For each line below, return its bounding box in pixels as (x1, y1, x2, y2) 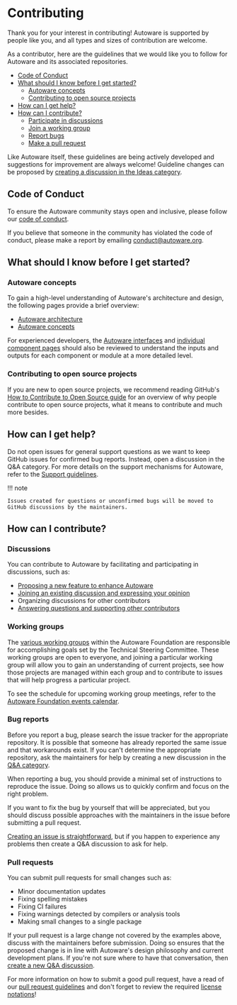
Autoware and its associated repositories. (7, 57, 129, 65)
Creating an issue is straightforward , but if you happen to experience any (7, 832, 221, 840)
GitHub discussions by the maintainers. (7, 504, 129, 511)
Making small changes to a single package (17, 917, 142, 926)
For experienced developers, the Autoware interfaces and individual (7, 336, 205, 345)
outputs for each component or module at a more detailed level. (7, 351, 193, 360)
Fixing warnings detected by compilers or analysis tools (17, 910, 180, 918)
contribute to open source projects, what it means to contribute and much (7, 400, 223, 409)
